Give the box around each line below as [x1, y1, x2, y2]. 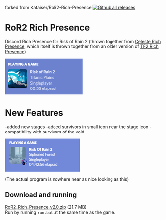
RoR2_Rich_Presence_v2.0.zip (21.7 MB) [5, 204, 87, 210]
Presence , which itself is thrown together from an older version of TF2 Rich [5, 44, 159, 49]
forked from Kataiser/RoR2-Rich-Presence [5, 5, 92, 10]
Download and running [5, 191, 77, 199]
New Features [5, 107, 63, 119]
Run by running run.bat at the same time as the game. [5, 209, 116, 215]
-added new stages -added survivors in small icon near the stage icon [5, 124, 149, 130]
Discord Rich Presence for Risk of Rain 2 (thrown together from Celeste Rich [5, 38, 161, 44]
